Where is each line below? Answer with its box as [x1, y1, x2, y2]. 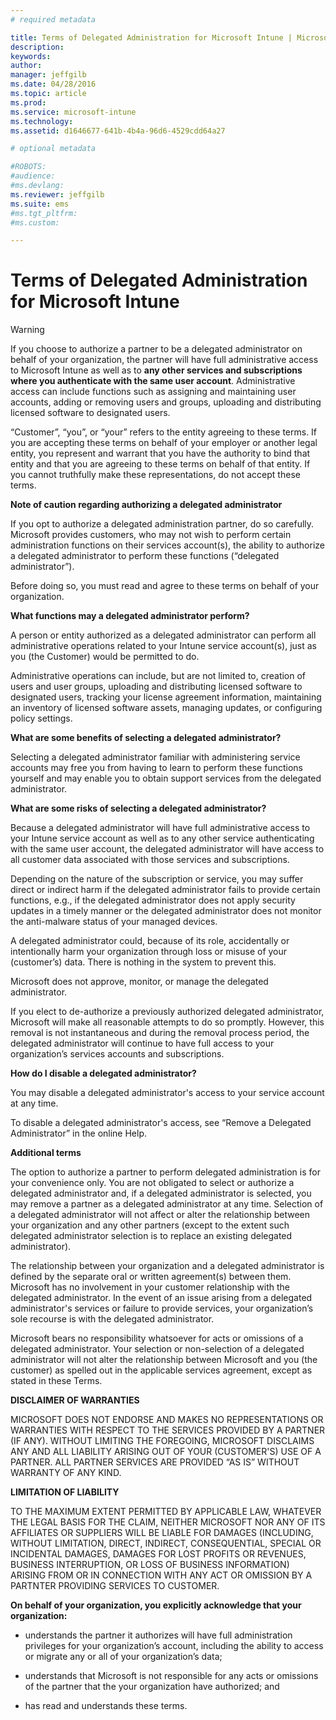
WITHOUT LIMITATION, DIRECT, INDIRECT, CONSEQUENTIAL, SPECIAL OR [10, 1537, 322, 1550]
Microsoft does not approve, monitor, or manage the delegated [10, 976, 269, 988]
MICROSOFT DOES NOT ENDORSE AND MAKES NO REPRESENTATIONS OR [10, 1414, 324, 1426]
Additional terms [10, 1147, 82, 1159]
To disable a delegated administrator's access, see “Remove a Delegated [10, 1117, 312, 1129]
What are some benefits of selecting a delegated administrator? [10, 732, 282, 744]
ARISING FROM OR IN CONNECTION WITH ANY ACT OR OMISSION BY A [10, 1569, 313, 1581]
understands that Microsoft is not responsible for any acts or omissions [24, 1670, 319, 1682]
